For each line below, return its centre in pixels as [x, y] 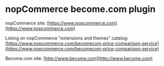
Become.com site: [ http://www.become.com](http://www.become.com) [79, 58]
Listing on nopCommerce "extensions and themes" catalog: [67, 38]
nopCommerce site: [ [27, 23]
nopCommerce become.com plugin [80, 9]
